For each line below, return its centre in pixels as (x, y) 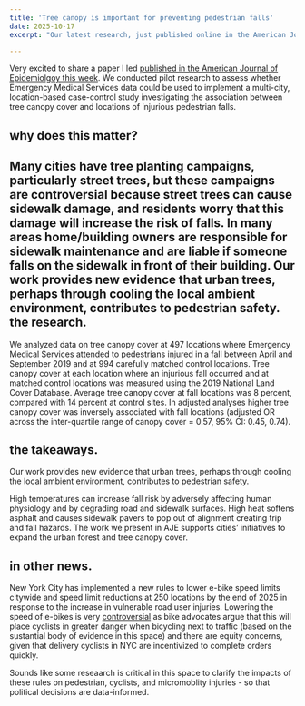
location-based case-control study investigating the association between (146, 97)
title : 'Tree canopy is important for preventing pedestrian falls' (142, 18)
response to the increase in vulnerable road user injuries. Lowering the (142, 607)
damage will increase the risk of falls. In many (141, 223)
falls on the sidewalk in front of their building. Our (152, 265)
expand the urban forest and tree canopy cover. (99, 537)
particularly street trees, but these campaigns (142, 181)
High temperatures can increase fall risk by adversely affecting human (141, 499)
